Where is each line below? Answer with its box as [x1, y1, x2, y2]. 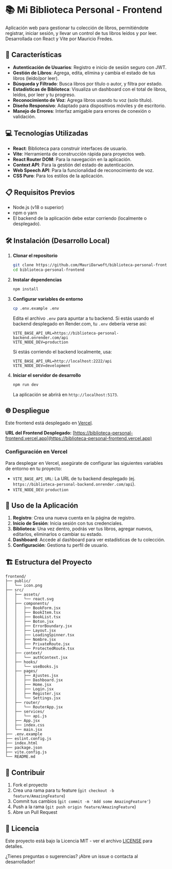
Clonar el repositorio [12, 253, 58, 259]
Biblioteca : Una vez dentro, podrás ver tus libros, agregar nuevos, [12, 526, 153, 532]
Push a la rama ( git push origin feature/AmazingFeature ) [12, 804, 137, 810]
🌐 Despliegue [5, 406, 50, 415]
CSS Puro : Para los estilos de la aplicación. [12, 172, 104, 179]
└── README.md [5, 754, 36, 759]
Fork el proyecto [12, 782, 48, 788]
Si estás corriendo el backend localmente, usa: [12, 349, 112, 355]
